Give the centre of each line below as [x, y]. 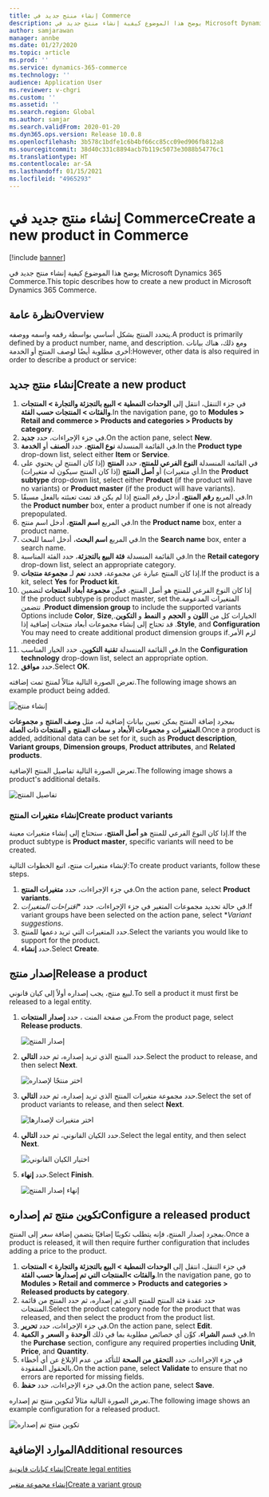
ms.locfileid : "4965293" [50, 179]
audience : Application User [56, 82]
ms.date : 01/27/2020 [44, 45]
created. [23, 850]
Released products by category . [75, 1292]
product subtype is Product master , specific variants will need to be [121, 841]
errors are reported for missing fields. [82, 1377]
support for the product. [60, 940]
